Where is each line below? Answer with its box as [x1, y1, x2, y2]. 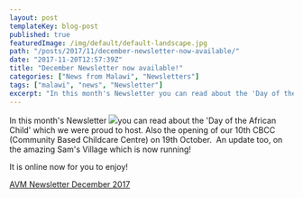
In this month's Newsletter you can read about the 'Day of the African [9, 115, 277, 126]
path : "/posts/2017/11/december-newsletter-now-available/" [9, 47, 241, 56]
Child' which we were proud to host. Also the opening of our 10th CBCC [9, 124, 276, 136]
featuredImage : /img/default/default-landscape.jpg [9, 38, 207, 48]
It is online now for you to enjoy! [9, 161, 129, 172]
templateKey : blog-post [9, 22, 99, 31]
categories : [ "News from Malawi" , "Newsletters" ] [9, 72, 200, 81]
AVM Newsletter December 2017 [9, 178, 131, 190]
